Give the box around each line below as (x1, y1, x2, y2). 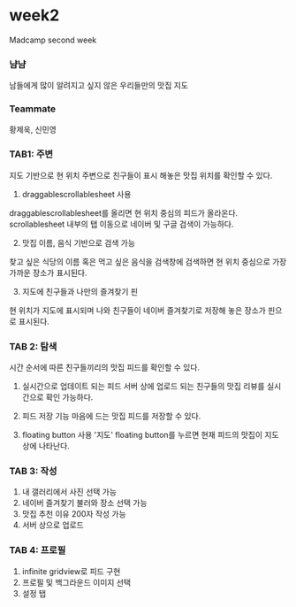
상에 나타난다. (21, 441, 71, 451)
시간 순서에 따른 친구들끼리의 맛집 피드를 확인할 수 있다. (9, 362, 201, 373)
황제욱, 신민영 (9, 124, 57, 134)
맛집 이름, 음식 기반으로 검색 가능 (21, 237, 135, 248)
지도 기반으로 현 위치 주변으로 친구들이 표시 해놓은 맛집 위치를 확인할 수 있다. (9, 170, 273, 181)
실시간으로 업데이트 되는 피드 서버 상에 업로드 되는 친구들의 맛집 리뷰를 (21, 381, 265, 392)
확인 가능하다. (45, 392, 94, 403)
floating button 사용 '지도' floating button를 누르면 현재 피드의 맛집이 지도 (21, 430, 280, 441)
